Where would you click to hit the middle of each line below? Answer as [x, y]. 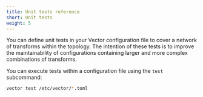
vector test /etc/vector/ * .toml [47, 89]
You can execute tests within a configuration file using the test [85, 71]
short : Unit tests [29, 17]
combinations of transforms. [42, 59]
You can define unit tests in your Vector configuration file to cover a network [101, 40]
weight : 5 [19, 23]
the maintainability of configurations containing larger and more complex [97, 53]
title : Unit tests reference [43, 12]
